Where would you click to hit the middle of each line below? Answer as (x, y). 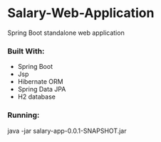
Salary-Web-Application (81, 13)
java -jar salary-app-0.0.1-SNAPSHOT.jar (67, 131)
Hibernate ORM (40, 82)
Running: (24, 115)
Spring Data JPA (42, 89)
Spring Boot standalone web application (66, 33)
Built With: (26, 51)
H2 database (36, 97)
